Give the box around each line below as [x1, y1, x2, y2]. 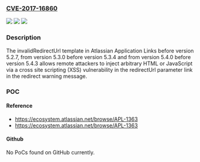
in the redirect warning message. [6, 72, 88, 80]
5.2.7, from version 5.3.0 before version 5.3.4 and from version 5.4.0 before [6, 53, 191, 60]
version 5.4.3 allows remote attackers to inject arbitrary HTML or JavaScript [6, 60, 193, 67]
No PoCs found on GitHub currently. [6, 148, 95, 156]
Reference [6, 102, 33, 109]
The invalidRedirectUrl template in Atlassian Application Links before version [6, 47, 194, 54]
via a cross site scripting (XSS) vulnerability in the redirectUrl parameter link [6, 66, 193, 73]
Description [6, 33, 41, 42]
